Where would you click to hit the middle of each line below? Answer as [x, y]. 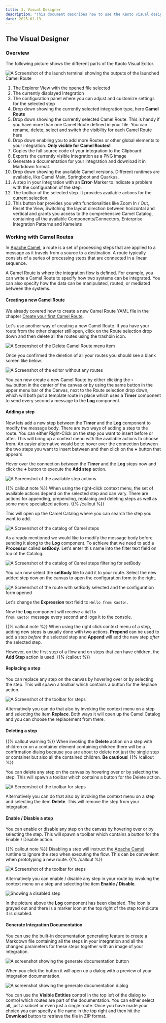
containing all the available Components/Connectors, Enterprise [78, 219]
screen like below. [24, 360]
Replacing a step [23, 668]
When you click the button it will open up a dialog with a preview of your [79, 970]
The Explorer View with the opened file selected [61, 88]
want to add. [18, 519]
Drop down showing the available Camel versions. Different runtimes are [86, 172]
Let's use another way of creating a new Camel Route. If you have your [78, 325]
